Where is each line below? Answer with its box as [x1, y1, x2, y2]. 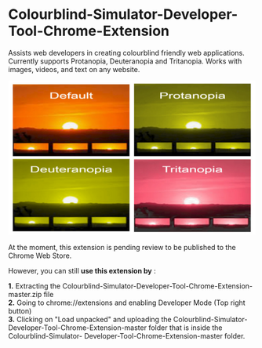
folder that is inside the [148, 323, 223, 332]
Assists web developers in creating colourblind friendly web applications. [8, 48, 245, 57]
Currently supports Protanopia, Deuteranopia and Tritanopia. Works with [8, 56, 242, 66]
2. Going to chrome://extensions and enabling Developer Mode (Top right [8, 298, 246, 307]
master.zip [8, 289, 42, 299]
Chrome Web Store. [8, 251, 72, 260]
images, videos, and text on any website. [8, 64, 140, 74]
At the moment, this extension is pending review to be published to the [8, 242, 237, 252]
